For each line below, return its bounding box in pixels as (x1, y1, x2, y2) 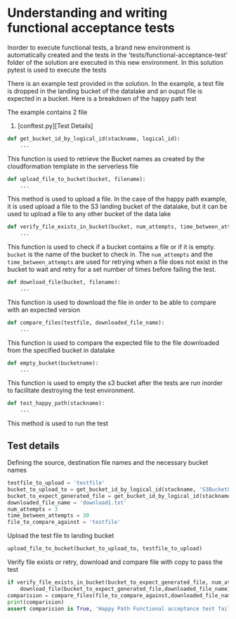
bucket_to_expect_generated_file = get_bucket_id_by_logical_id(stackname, (7, 492, 234, 499)
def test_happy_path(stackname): (7, 400, 105, 407)
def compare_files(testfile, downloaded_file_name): (7, 319, 165, 326)
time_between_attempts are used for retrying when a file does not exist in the (7, 258, 228, 266)
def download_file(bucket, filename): (7, 279, 121, 286)
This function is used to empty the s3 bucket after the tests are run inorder (7, 379, 223, 387)
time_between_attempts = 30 (7, 512, 90, 519)
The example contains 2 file (7, 108, 88, 116)
